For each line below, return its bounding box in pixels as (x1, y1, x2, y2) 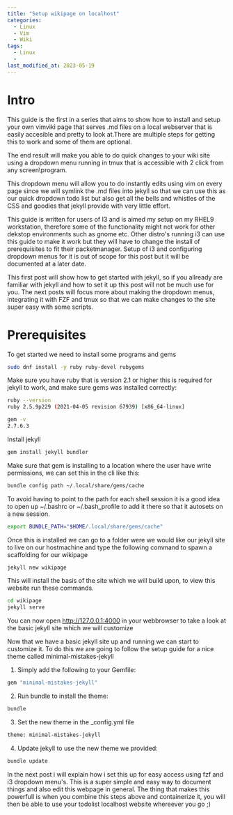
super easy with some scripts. (7, 303, 94, 311)
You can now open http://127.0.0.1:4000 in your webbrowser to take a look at (7, 616, 227, 625)
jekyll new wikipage (7, 564, 67, 571)
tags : (7, 43, 23, 49)
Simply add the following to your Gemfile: (17, 666, 136, 674)
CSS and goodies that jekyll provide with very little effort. (7, 201, 170, 210)
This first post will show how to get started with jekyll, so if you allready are (7, 273, 223, 281)
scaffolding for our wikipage (7, 550, 88, 558)
